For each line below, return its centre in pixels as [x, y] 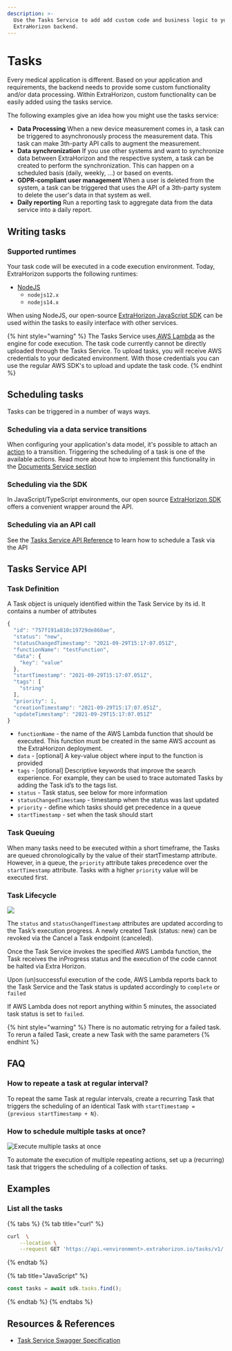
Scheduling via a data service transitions [77, 429]
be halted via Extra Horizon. [47, 966]
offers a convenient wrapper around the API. [70, 507]
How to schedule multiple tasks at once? [77, 1131]
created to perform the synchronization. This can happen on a [106, 166]
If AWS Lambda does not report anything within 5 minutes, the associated [112, 1006]
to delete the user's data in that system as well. [84, 195]
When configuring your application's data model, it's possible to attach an [112, 445]
